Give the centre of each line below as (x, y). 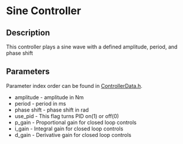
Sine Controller (44, 11)
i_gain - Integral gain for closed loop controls (69, 129)
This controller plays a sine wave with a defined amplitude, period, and (92, 47)
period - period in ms (40, 103)
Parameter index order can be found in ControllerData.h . (74, 86)
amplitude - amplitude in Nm (49, 97)
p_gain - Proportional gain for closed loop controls (76, 122)
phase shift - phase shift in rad (52, 110)
